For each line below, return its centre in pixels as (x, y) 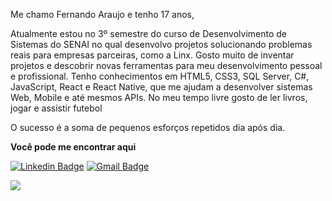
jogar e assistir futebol (56, 108)
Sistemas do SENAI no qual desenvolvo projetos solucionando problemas (161, 44)
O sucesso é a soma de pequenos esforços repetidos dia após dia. (148, 127)
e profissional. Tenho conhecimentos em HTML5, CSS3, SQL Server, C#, (160, 76)
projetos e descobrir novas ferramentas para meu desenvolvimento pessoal (166, 65)
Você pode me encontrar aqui (73, 147)
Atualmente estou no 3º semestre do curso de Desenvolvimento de (149, 33)
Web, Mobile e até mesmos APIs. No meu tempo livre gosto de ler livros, (159, 97)
